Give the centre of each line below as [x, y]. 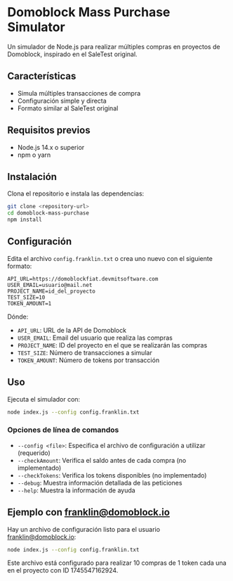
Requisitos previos [49, 130]
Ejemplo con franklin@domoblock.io [89, 512]
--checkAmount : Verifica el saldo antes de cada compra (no [102, 460]
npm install [25, 220]
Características [42, 76]
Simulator [36, 27]
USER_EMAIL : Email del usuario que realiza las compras [95, 338]
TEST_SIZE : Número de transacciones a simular [85, 352]
